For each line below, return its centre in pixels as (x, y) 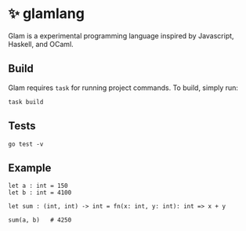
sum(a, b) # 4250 (40, 220)
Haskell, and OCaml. (41, 44)
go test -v (26, 144)
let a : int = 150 (38, 186)
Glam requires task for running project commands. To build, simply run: (123, 88)
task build (26, 102)
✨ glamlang (46, 14)
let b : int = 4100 (40, 193)
